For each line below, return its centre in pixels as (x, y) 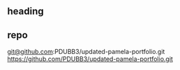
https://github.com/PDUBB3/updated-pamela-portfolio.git (90, 59)
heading (25, 11)
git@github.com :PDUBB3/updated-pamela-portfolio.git (86, 52)
